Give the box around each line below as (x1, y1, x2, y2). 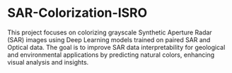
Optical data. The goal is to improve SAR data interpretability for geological (7, 43, 226, 51)
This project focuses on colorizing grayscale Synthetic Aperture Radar (7, 28, 212, 36)
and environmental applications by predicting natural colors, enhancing (7, 51, 215, 59)
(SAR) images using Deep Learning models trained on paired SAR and (7, 35, 211, 44)
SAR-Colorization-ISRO (7, 5, 148, 21)
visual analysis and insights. (7, 58, 89, 66)
